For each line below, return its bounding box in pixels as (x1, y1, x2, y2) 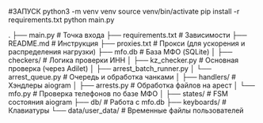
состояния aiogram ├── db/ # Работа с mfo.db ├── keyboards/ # (8, 98, 227, 106)
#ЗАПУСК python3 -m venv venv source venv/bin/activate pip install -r (8, 7, 240, 16)
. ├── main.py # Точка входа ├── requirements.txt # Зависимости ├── (8, 31, 247, 39)
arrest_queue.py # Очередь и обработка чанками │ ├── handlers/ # (8, 73, 236, 81)
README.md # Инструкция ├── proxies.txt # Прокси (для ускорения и (8, 39, 246, 48)
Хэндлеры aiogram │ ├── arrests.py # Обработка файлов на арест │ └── (8, 80, 255, 90)
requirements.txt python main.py (8, 15, 115, 24)
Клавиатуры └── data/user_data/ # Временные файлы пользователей (8, 106, 244, 115)
